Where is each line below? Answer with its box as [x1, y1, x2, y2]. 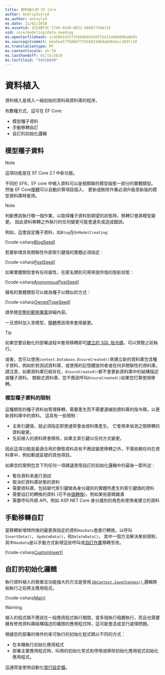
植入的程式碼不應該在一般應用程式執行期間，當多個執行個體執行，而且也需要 [5, 614, 160, 620]
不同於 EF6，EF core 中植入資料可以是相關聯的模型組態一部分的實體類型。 [5, 181, 156, 186]
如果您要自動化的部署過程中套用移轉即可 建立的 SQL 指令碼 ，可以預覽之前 [5, 340, 154, 345]
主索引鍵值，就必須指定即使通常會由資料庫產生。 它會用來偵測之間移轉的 [12, 423, 160, 429]
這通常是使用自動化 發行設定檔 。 [5, 664, 70, 670]
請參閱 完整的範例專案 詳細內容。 [5, 309, 70, 315]
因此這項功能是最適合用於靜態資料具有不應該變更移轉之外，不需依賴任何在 [5, 446, 156, 452]
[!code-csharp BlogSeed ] [5, 239, 55, 245]
